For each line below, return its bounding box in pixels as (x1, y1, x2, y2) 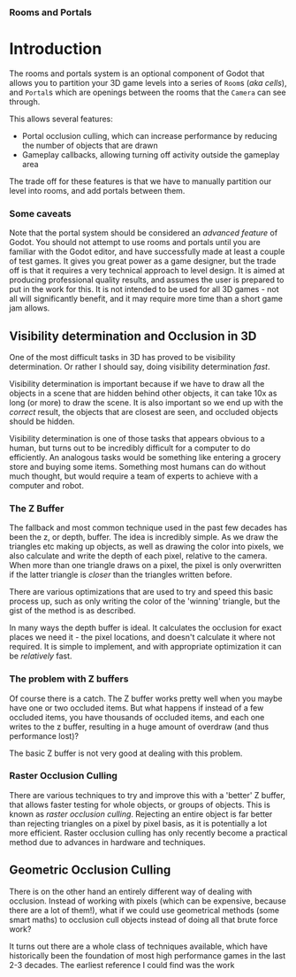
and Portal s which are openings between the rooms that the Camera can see (9, 87, 286, 97)
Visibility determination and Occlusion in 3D (9, 328, 257, 343)
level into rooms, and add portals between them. (9, 185, 186, 196)
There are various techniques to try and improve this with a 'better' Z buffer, (9, 789, 285, 800)
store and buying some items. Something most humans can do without (9, 461, 267, 472)
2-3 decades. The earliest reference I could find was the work (9, 959, 235, 970)
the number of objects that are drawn (21, 140, 158, 150)
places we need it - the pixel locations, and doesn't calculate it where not (9, 632, 276, 642)
